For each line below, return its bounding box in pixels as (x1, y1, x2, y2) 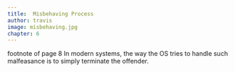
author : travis (7, 17, 53, 24)
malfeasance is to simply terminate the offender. (7, 57, 150, 66)
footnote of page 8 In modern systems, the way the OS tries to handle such (7, 49, 229, 58)
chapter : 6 (7, 30, 40, 37)
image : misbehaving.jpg (7, 23, 78, 30)
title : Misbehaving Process (7, 10, 94, 18)
